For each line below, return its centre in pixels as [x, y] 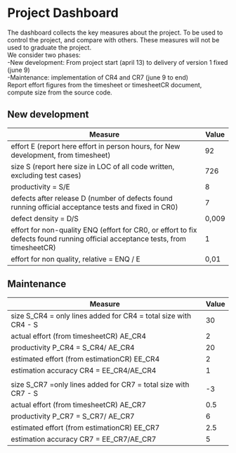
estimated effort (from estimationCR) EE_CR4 [85, 359]
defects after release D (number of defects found [92, 198]
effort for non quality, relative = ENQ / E [76, 259]
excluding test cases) [46, 175]
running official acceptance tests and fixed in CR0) [94, 207]
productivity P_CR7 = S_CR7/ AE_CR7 [73, 416]
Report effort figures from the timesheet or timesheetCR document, [105, 85]
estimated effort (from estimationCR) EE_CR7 [85, 428]
